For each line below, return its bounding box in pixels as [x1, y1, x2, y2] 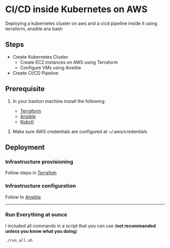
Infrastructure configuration [5, 182, 76, 189]
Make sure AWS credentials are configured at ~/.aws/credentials [12, 128, 148, 135]
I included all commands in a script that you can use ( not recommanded [5, 223, 156, 229]
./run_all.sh [5, 238, 33, 243]
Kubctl [20, 118, 34, 125]
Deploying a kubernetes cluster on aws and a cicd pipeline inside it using [5, 20, 157, 26]
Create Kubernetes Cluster [12, 54, 68, 60]
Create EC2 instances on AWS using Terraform [20, 59, 118, 65]
